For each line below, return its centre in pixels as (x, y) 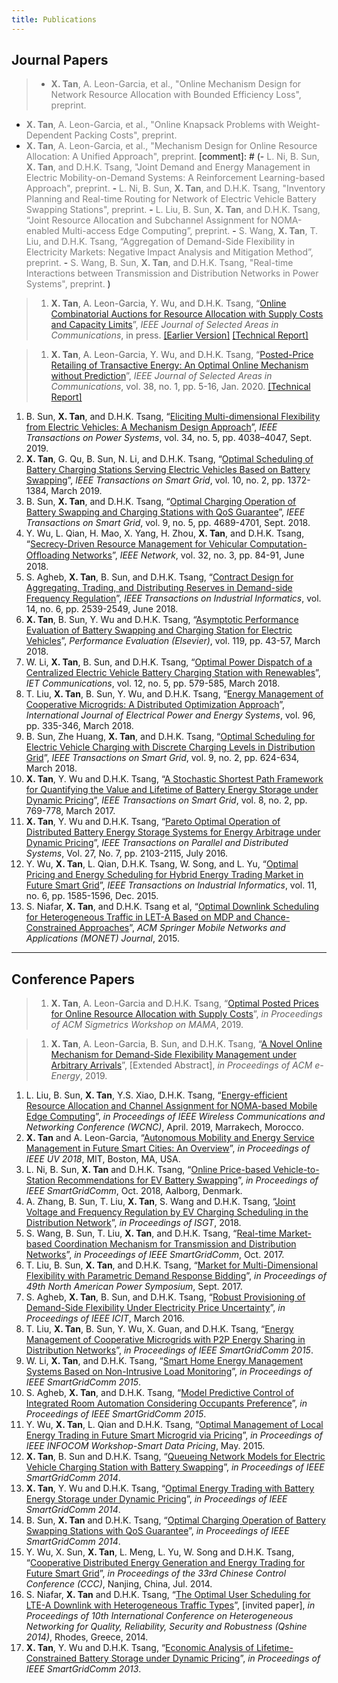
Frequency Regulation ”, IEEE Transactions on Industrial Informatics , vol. (173, 598)
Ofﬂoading (48, 555)
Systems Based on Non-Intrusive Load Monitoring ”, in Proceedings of (169, 1372)
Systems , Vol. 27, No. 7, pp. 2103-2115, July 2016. (127, 853)
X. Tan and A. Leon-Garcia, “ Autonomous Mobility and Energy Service (170, 1138)
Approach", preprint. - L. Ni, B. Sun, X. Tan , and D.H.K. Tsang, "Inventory (175, 188)
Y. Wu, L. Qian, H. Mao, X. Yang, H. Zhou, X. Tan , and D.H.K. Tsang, (165, 533)
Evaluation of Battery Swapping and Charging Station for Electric (159, 630)
